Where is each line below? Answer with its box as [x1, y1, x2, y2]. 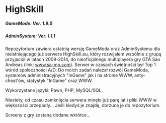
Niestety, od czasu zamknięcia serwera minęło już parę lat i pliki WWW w [5, 96, 157, 103]
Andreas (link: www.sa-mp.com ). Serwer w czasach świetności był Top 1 [5, 61, 156, 67]
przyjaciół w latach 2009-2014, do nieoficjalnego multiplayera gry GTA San [5, 56, 160, 62]
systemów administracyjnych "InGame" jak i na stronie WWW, [5, 72, 133, 78]
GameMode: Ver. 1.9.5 [5, 20, 53, 26]
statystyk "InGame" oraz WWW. [26, 77, 93, 83]
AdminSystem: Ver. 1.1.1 [5, 33, 55, 39]
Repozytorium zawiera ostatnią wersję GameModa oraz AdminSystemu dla [5, 45, 160, 51]
